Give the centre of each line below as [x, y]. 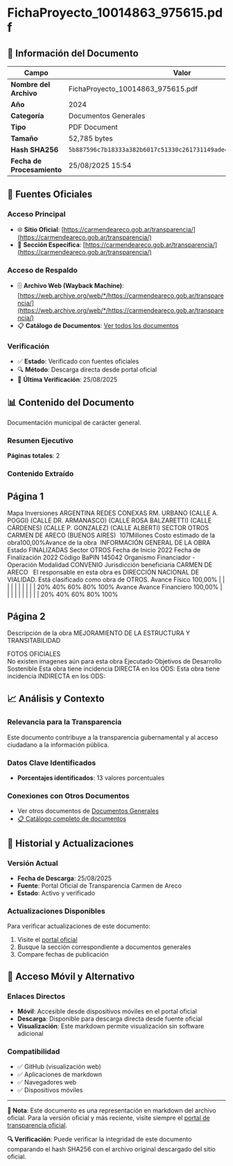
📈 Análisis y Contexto [56, 699]
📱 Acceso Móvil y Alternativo [71, 976]
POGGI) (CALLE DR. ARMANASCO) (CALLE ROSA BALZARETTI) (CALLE [110, 520]
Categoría [27, 116]
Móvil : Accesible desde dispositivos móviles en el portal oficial [107, 1011]
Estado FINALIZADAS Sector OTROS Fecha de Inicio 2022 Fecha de [104, 550]
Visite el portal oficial [47, 940]
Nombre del [31, 85]
